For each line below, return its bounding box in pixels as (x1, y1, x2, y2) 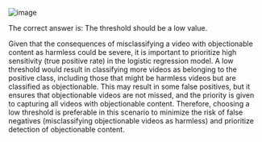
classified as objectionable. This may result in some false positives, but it (8, 81, 251, 91)
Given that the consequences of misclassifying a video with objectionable (8, 39, 254, 48)
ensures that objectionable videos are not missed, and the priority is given (8, 90, 255, 100)
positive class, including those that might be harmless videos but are (8, 73, 236, 82)
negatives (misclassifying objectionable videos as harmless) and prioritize (8, 116, 254, 125)
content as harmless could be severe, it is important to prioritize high (8, 48, 237, 56)
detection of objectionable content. (8, 125, 125, 134)
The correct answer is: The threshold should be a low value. (8, 23, 208, 32)
